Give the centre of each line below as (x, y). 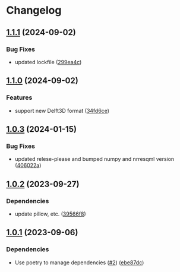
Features (19, 97)
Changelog (34, 10)
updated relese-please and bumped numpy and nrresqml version (94, 159)
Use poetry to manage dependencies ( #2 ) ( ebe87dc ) (79, 262)
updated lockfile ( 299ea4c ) (48, 62)
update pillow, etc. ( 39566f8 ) (50, 214)
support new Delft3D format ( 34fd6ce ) (62, 110)
